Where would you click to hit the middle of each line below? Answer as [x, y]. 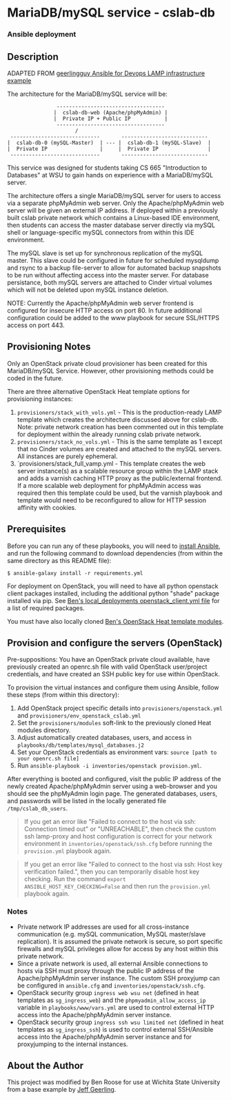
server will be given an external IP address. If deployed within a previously [113, 210]
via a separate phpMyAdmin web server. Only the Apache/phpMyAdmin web [115, 203]
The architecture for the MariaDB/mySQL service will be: [87, 94]
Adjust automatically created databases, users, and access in [104, 738]
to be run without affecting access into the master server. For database [108, 275]
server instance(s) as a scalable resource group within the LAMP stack [118, 471]
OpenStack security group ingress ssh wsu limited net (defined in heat [120, 1022]
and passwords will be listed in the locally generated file [87, 801]
